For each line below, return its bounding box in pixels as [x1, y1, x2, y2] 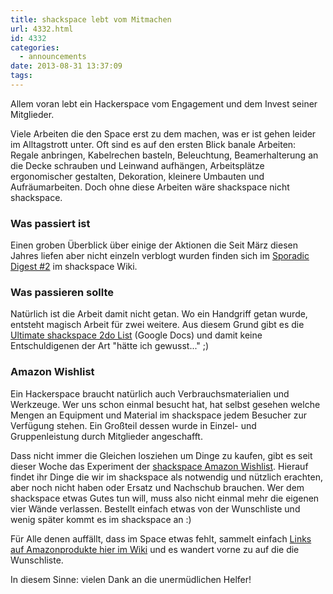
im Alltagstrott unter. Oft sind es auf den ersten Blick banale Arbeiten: [10, 138, 297, 150]
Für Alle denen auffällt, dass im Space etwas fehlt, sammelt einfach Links [10, 532, 312, 545]
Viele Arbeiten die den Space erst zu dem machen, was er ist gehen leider [10, 127, 317, 140]
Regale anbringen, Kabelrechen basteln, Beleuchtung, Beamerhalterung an [10, 149, 319, 161]
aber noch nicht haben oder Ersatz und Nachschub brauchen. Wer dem [10, 481, 305, 493]
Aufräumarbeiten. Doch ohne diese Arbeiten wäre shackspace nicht [10, 181, 290, 193]
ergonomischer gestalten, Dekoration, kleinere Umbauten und [10, 170, 265, 182]
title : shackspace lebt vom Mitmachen [10, 14, 172, 25]
